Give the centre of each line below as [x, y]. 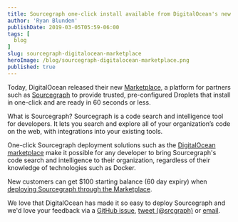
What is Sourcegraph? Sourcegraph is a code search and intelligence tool [115, 116]
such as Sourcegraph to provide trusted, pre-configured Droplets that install [119, 95]
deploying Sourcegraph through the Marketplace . [80, 189]
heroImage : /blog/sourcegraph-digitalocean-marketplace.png [99, 60]
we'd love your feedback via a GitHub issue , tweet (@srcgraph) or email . [114, 210]
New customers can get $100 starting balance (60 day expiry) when [108, 181]
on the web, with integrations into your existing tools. [85, 131]
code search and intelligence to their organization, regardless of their [109, 160]
